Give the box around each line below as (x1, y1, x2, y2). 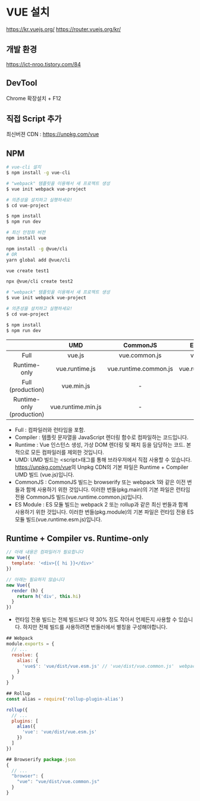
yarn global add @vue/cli (6, 257, 70, 263)
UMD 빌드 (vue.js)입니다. (14, 471, 74, 478)
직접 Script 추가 (6, 113, 62, 124)
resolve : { (11, 652, 39, 658)
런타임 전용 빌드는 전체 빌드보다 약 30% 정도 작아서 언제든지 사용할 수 (14, 616, 177, 623)
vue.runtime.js (56, 364, 96, 373)
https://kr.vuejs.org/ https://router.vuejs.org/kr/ (6, 25, 121, 33)
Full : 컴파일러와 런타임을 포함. (14, 426, 86, 433)
